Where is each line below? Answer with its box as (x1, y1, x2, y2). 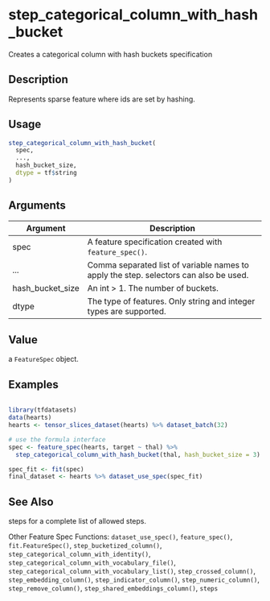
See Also (8, 495, 54, 508)
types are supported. (87, 305, 166, 317)
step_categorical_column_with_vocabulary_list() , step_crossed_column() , (8, 566, 256, 576)
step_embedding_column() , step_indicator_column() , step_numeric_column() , (8, 574, 260, 585)
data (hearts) (8, 413, 52, 422)
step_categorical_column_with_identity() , (8, 549, 151, 559)
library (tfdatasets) (8, 406, 78, 414)
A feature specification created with (87, 236, 223, 247)
